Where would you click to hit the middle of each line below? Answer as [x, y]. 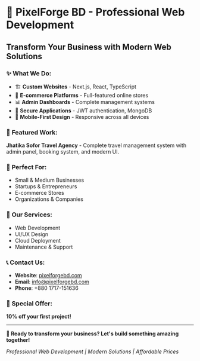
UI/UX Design [32, 234]
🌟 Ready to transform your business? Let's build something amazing [93, 334]
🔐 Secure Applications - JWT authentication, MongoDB [83, 111]
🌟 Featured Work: [32, 132]
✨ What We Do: [29, 73]
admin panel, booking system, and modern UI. [63, 152]
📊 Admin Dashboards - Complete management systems [85, 102]
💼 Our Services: [29, 215]
